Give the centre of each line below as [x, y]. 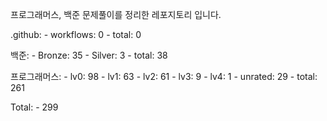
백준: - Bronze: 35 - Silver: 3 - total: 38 [89, 55]
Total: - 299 [34, 107]
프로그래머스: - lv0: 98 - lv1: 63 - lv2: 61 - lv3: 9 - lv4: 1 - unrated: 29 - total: [164, 76]
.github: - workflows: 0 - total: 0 [76, 34]
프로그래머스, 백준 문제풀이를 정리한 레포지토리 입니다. [116, 14]
